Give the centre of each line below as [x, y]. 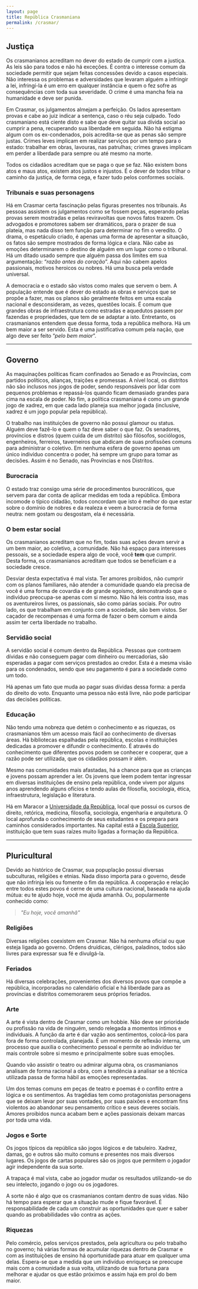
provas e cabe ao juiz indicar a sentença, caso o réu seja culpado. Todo [93, 116]
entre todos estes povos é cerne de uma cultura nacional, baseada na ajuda [98, 889]
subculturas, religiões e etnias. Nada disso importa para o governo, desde [96, 876]
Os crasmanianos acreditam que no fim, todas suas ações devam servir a [95, 542]
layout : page [22, 11]
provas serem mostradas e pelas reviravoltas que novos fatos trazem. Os [95, 218]
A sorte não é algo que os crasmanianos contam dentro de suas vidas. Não [97, 1196]
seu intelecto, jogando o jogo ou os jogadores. [62, 1185]
